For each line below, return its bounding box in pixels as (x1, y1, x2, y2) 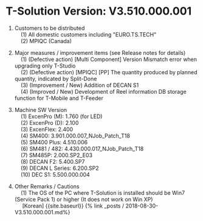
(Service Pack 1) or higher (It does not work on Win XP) (14, 195, 153, 203)
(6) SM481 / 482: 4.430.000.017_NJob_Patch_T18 (20, 145, 144, 152)
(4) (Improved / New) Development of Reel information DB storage (20, 88, 187, 95)
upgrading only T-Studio (14, 62, 76, 69)
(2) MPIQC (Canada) (20, 37, 72, 44)
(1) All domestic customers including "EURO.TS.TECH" (20, 30, 157, 38)
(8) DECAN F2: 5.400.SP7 (20, 158, 85, 165)
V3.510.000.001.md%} (14, 208, 71, 216)
